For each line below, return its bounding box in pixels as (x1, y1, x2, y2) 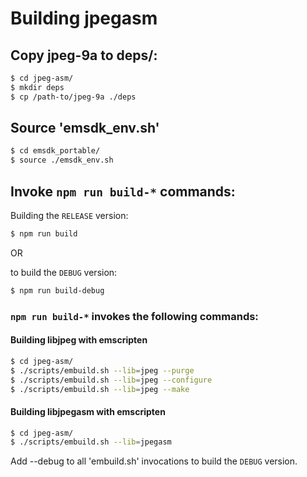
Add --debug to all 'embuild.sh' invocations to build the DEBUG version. (10, 455, 298, 467)
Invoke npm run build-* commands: (10, 183, 236, 200)
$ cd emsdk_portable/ (10, 146, 101, 156)
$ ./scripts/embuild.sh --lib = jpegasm (10, 437, 172, 447)
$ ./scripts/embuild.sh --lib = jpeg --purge (10, 365, 195, 376)
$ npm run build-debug (10, 285, 105, 296)
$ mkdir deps (10, 82, 65, 92)
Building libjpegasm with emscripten (10, 405, 166, 417)
